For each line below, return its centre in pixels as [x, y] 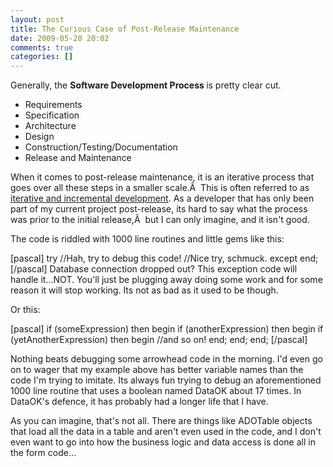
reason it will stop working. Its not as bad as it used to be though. [144, 290]
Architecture [50, 126]
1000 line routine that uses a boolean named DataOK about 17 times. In [156, 391]
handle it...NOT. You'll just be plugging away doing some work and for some [166, 280]
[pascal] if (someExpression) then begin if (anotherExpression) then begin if [167, 329]
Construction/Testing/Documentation [101, 147]
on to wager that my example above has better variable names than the [157, 370]
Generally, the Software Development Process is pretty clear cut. [146, 85]
